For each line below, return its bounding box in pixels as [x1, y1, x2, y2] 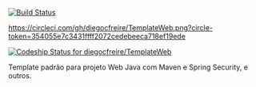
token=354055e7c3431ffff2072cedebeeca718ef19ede [8, 32, 186, 41]
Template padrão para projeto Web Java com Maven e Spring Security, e [8, 62, 248, 72]
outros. [8, 71, 32, 80]
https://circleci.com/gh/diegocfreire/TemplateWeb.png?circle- [8, 23, 214, 32]
